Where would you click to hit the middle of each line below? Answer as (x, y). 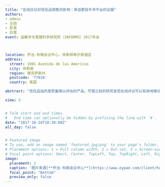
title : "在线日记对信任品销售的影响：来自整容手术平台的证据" (61, 10)
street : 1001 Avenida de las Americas (49, 64)
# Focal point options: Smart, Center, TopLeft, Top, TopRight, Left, (79, 154)
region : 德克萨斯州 (27, 73)
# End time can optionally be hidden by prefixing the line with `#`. (81, 118)
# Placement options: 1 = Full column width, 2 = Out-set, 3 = (71, 150)
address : (14, 59)
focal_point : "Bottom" (33, 172)
